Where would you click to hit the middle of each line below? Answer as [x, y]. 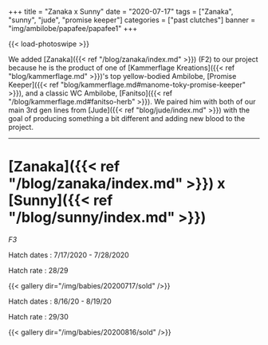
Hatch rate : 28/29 [39, 270]
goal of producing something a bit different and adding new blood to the [127, 118]
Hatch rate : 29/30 [39, 316]
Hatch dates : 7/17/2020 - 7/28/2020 [69, 255]
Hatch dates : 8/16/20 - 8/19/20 [60, 301]
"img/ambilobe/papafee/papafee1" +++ [73, 28]
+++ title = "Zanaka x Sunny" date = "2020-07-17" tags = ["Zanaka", [121, 12]
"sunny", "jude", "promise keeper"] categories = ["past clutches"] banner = [132, 20]
